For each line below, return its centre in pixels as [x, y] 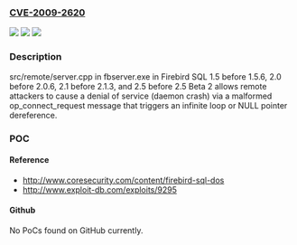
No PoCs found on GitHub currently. [76, 230]
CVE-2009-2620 [47, 13]
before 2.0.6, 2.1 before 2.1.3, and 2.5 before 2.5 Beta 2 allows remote [138, 86]
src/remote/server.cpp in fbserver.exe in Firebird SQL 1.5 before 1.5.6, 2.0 [145, 76]
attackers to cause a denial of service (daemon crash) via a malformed [141, 96]
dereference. [33, 115]
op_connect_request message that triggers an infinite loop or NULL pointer [148, 105]
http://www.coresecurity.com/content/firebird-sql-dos [123, 180]
